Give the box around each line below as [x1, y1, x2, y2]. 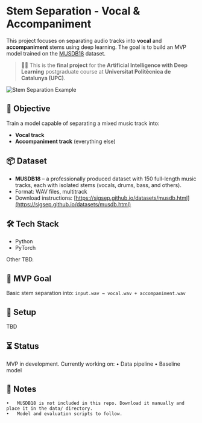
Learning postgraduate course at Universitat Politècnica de [21, 68, 171, 75]
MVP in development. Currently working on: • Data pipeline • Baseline [6, 360, 181, 367]
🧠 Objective [6, 104, 51, 114]
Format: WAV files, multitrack [14, 188, 87, 195]
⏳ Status [6, 341, 39, 351]
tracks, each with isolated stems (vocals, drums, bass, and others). [14, 181, 182, 188]
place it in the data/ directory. [6, 406, 93, 412]
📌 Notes [6, 384, 37, 395]
